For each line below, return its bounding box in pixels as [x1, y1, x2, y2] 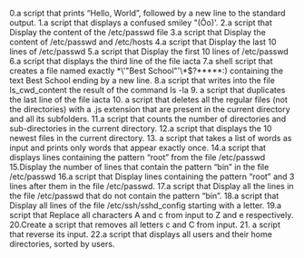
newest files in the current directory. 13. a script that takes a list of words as [9, 133, 292, 143]
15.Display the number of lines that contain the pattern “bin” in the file [9, 162, 270, 172]
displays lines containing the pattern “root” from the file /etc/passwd [9, 152, 266, 162]
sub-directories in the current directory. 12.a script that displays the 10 [9, 123, 272, 134]
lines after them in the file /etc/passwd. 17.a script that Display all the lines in [9, 181, 294, 191]
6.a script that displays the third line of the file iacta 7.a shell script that [9, 56, 273, 66]
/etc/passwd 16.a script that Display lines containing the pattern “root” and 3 [9, 171, 295, 182]
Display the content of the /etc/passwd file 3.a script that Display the [9, 27, 266, 37]
